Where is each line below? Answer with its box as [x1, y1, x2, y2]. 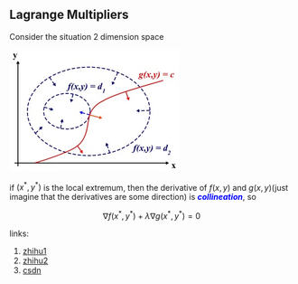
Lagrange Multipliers [9, 7, 129, 23]
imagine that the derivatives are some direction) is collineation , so [9, 192, 257, 203]
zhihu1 [22, 246, 47, 257]
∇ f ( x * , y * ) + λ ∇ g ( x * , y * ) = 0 [102, 209, 201, 222]
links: [9, 228, 30, 239]
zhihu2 [22, 255, 49, 266]
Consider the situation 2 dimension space [9, 31, 164, 42]
